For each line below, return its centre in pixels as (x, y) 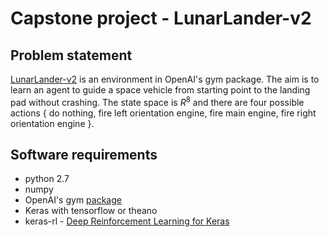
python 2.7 (47, 179)
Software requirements (84, 155)
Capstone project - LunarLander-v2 (161, 18)
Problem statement (71, 55)
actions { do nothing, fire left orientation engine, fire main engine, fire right (163, 113)
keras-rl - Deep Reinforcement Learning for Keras (127, 221)
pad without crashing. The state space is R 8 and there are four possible (157, 101)
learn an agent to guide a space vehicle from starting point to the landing (160, 90)
